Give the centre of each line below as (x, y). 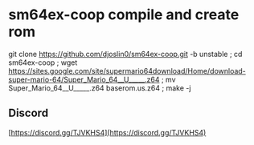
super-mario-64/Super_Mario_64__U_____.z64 (84, 79)
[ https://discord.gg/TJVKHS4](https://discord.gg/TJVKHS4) (107, 132)
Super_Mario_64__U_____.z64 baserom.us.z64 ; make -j (100, 88)
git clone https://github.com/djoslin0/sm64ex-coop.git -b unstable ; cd (125, 54)
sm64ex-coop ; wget (43, 62)
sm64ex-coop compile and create (124, 15)
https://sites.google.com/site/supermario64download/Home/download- (127, 70)
